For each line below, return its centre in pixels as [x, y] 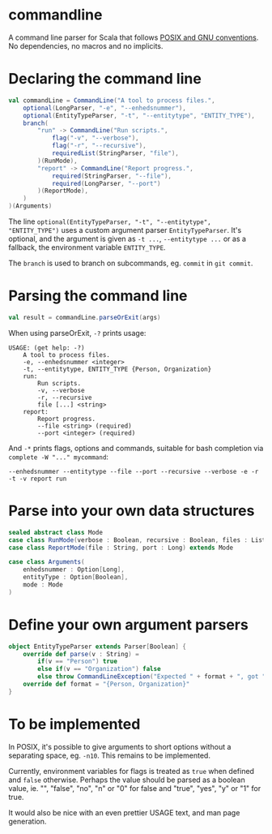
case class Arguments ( [47, 562]
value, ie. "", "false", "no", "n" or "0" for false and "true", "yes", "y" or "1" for [135, 788]
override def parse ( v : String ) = [81, 654]
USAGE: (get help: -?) [47, 348]
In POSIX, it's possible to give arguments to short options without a [120, 746]
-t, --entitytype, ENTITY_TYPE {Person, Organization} [117, 369]
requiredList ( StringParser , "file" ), [115, 153]
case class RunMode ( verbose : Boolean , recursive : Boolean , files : [128, 540]
